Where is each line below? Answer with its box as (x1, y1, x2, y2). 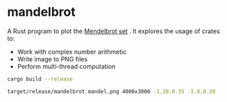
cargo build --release (7, 75, 73, 83)
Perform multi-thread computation (17, 62, 116, 70)
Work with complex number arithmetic (17, 48, 127, 56)
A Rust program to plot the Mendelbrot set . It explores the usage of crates (7, 27, 220, 35)
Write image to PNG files (17, 54, 88, 63)
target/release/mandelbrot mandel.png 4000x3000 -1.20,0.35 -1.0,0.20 (7, 88, 216, 95)
